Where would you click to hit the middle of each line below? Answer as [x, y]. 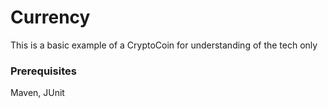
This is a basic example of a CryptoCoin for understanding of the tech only [164, 45]
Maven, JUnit [37, 93]
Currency [50, 17]
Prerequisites [43, 71]
